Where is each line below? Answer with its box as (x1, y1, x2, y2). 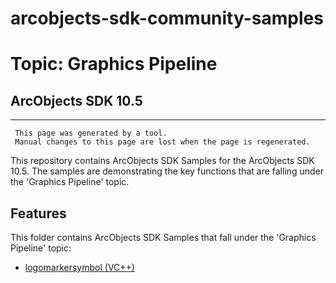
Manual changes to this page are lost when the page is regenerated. (14, 137, 311, 147)
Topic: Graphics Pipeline (10, 53, 218, 76)
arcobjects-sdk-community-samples (10, 7, 324, 30)
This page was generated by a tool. (14, 128, 168, 139)
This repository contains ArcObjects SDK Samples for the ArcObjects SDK (10, 155, 315, 167)
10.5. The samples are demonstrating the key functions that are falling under (10, 165, 325, 177)
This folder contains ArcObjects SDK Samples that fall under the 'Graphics (10, 232, 317, 243)
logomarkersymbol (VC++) (24, 262, 135, 273)
